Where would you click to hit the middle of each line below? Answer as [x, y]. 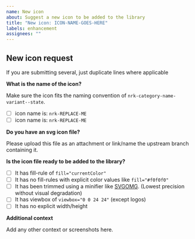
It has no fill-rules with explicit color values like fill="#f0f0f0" [92, 180]
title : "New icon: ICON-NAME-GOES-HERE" [57, 23]
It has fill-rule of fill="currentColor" [61, 173]
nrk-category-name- [152, 96]
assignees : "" [24, 34]
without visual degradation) [48, 193]
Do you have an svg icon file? [43, 132]
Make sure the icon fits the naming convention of [66, 95]
